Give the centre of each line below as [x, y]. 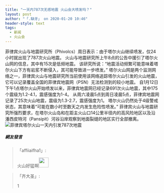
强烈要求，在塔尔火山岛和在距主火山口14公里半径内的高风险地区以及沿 [84, 113]
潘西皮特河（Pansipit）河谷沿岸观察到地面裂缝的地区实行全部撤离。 [73, 119]
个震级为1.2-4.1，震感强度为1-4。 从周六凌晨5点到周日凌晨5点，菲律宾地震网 [82, 94]
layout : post [18, 14]
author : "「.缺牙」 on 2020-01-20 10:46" [47, 19]
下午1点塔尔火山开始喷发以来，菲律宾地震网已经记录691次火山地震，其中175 [82, 88]
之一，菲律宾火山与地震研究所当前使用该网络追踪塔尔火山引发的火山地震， [84, 76]
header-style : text [25, 23]
